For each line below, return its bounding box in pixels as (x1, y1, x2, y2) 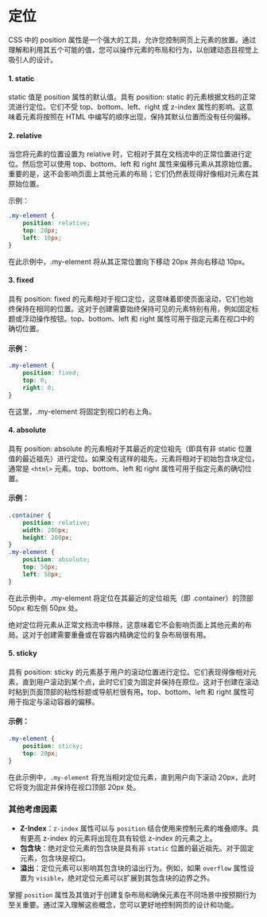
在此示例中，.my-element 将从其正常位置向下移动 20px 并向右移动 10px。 (8, 256, 250, 266)
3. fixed (8, 275, 34, 285)
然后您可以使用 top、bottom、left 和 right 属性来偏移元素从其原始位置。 (21, 160, 257, 169)
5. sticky (8, 649, 37, 658)
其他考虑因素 (8, 803, 58, 815)
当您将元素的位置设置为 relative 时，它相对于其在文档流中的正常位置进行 (8, 149, 246, 159)
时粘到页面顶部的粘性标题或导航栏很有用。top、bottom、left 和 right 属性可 (8, 687, 254, 696)
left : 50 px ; (22, 570, 62, 578)
